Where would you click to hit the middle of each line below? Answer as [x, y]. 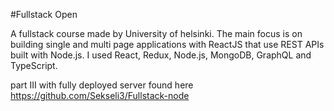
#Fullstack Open [44, 14]
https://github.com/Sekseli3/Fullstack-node [100, 95]
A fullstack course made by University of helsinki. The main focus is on [156, 33]
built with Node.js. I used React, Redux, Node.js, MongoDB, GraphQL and [161, 55]
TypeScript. [34, 65]
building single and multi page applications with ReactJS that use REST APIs [167, 44]
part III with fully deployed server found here [102, 85]
